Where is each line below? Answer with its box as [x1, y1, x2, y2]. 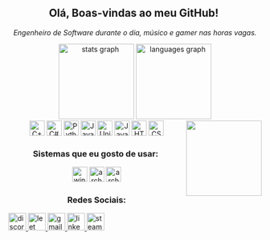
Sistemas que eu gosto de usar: [32, 148, 159, 159]
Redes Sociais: [67, 194, 126, 205]
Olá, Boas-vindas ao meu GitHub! [48, 6, 219, 20]
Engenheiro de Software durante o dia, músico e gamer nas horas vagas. [13, 27, 257, 37]
